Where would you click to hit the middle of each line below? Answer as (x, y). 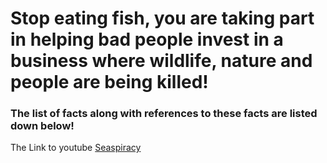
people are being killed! (109, 82)
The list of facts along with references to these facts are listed (164, 114)
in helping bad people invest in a (147, 39)
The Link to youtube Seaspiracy (76, 148)
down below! (42, 126)
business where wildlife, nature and (161, 61)
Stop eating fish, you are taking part (162, 18)
